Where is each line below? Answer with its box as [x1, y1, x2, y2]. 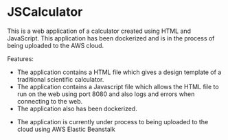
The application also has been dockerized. [16, 104, 137, 113]
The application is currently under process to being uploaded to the [16, 117, 209, 126]
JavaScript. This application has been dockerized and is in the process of [7, 34, 215, 42]
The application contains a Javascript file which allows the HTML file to [16, 82, 219, 91]
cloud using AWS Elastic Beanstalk [16, 125, 115, 133]
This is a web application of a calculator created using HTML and [7, 27, 191, 35]
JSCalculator [7, 4, 83, 20]
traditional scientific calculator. [16, 75, 104, 83]
